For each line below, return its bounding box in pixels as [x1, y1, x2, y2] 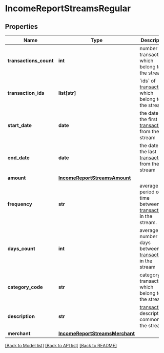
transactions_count [7, 57, 54, 64]
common [139, 316, 160, 323]
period [139, 188, 155, 195]
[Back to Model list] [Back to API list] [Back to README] [5, 343, 117, 348]
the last [139, 148, 157, 155]
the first [139, 116, 158, 123]
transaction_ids [7, 90, 45, 96]
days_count [7, 245, 36, 252]
